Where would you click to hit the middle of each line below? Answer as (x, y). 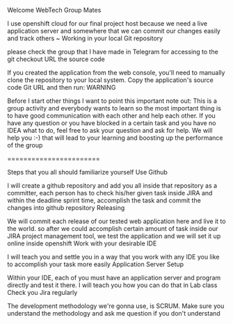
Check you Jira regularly (42, 292)
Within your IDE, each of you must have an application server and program (114, 278)
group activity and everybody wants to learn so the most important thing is (114, 108)
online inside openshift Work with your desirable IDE (82, 243)
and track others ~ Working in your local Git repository (85, 38)
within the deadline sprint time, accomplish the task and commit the (104, 200)
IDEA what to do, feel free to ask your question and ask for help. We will (110, 130)
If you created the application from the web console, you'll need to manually (116, 73)
